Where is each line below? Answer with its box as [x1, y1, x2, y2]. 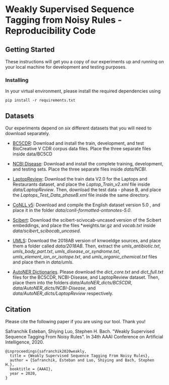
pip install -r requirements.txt [5, 98, 76, 103]
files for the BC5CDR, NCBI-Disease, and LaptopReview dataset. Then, [12, 274, 160, 280]
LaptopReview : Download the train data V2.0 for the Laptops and [12, 176, 148, 182]
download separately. [5, 131, 50, 137]
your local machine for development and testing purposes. [5, 64, 127, 70]
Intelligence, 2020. [5, 339, 44, 345]
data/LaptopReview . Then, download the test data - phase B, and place [12, 187, 161, 193]
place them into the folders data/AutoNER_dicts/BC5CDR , [12, 280, 133, 286]
